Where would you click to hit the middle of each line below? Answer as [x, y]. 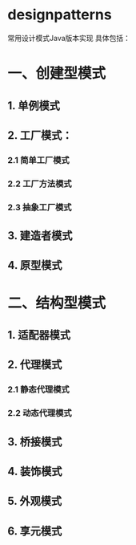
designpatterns [60, 15]
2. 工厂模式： [40, 135]
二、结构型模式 [57, 303]
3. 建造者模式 [40, 236]
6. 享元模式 [35, 531]
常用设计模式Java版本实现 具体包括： [69, 38]
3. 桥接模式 [35, 442]
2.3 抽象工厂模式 [40, 207]
